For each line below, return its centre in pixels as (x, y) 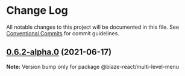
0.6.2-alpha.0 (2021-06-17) (59, 52)
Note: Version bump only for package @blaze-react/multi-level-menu (93, 66)
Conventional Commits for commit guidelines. (63, 33)
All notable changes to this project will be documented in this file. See (93, 27)
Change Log (37, 10)
